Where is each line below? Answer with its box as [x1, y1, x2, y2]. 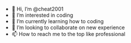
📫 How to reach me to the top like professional [11, 31, 126, 37]
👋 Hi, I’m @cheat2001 [11, 6, 64, 12]
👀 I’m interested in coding [11, 12, 74, 19]
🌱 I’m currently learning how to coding [11, 18, 104, 24]
